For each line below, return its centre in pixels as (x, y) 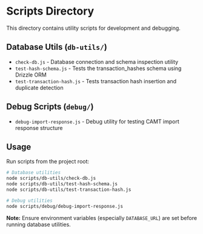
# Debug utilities (29, 201)
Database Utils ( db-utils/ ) (57, 47)
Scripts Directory (50, 11)
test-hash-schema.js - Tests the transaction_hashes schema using (98, 68)
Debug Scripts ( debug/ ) (50, 107)
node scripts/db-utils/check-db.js (51, 178)
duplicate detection (39, 88)
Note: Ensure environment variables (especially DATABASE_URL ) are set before (102, 218)
